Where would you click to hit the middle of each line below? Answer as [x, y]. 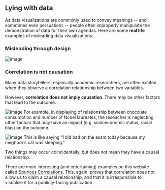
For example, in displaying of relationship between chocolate [85, 112]
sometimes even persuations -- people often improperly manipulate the [78, 25]
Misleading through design [38, 48]
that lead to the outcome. [31, 102]
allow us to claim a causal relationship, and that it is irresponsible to [73, 177]
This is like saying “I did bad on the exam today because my [84, 137]
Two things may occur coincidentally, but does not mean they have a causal [82, 152]
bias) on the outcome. [27, 128]
